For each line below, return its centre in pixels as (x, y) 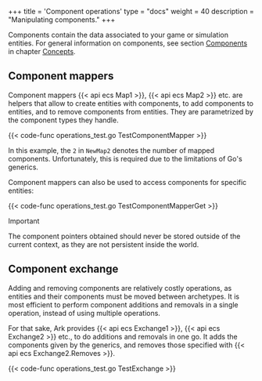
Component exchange (63, 269)
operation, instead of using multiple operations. (84, 313)
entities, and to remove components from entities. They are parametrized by (131, 111)
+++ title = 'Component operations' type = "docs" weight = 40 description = (131, 11)
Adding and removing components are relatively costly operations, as (120, 288)
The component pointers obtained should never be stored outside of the (124, 236)
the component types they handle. (63, 120)
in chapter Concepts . (42, 51)
